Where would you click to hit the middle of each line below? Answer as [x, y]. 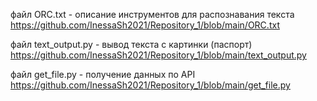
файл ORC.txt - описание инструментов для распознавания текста [152, 14]
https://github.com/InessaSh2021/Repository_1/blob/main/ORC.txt [145, 25]
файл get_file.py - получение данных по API [103, 74]
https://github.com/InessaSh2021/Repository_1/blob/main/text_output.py [158, 55]
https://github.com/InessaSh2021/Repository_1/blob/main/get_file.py [150, 85]
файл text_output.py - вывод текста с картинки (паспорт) [131, 44]
